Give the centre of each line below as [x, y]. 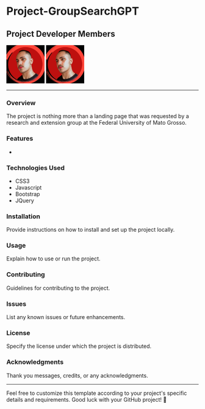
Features [20, 139]
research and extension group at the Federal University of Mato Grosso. [97, 123]
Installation [23, 216]
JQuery [25, 201]
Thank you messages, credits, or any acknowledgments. [77, 375]
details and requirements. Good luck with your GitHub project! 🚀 [87, 399]
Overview [21, 103]
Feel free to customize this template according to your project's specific [97, 393]
